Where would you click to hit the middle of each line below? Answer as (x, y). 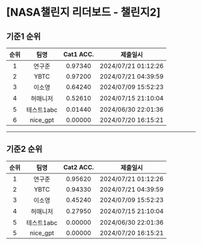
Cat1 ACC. (78, 54)
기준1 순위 (23, 36)
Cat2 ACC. (78, 167)
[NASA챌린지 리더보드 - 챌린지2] (83, 12)
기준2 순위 (24, 149)
